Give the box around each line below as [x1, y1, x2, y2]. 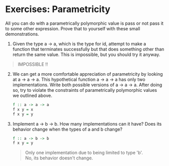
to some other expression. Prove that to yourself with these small [5, 25, 140, 31]
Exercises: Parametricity [5, 4, 110, 15]
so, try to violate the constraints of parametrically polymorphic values [12, 87, 157, 93]
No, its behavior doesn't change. [25, 155, 93, 161]
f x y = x [12, 107, 34, 112]
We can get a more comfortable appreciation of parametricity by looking [12, 71, 163, 77]
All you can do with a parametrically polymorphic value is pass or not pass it [5, 20, 164, 26]
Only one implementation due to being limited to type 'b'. [25, 150, 143, 156]
